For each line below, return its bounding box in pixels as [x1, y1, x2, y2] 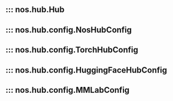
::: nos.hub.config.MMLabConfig [5, 85, 130, 95]
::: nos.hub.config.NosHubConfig [5, 25, 132, 35]
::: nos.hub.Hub [5, 5, 65, 15]
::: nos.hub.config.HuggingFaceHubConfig [5, 65, 168, 75]
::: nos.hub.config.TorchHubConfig [5, 45, 138, 55]
